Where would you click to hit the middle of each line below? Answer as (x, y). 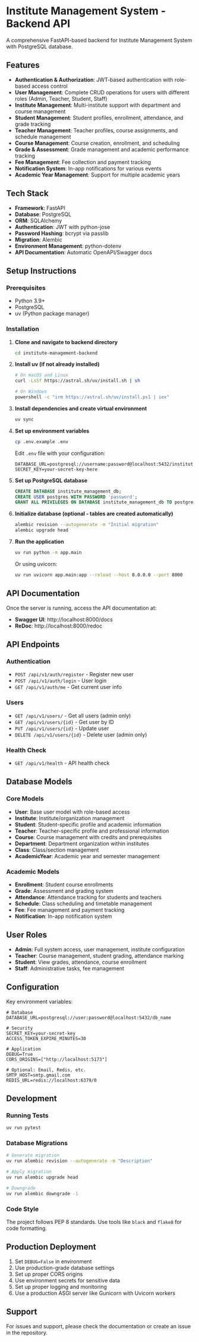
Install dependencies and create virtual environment (81, 408)
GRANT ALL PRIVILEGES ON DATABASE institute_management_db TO (93, 502)
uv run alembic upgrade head (42, 1177)
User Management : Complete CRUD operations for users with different (102, 92)
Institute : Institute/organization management (70, 818)
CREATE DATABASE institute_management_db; (68, 491)
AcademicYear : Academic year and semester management (87, 856)
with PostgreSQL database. (40, 47)
